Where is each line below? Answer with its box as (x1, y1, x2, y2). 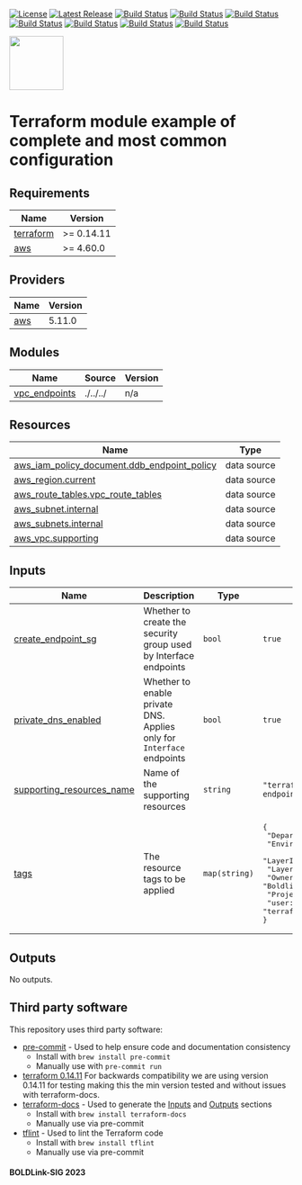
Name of (143, 767, 180, 779)
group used (143, 639, 192, 651)
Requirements (9, 185, 90, 201)
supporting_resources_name (13, 784, 135, 796)
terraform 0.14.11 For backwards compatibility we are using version (22, 1070, 269, 1081)
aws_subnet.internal (13, 503, 99, 516)
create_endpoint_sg (13, 633, 97, 645)
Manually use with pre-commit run (35, 1060, 162, 1071)
